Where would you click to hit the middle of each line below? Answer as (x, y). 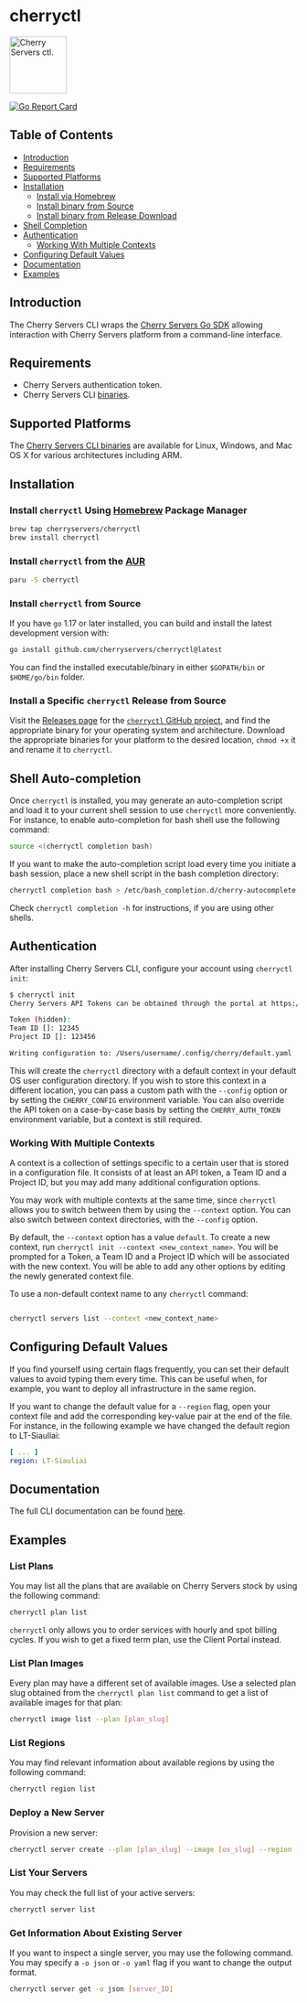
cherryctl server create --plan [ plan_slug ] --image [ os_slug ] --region (151, 1849)
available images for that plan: (66, 1703)
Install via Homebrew (76, 196)
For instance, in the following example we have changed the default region (150, 1425)
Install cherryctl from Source (75, 603)
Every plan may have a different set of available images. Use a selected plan (153, 1683)
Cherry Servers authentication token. (92, 385)
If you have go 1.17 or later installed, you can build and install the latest (141, 624)
